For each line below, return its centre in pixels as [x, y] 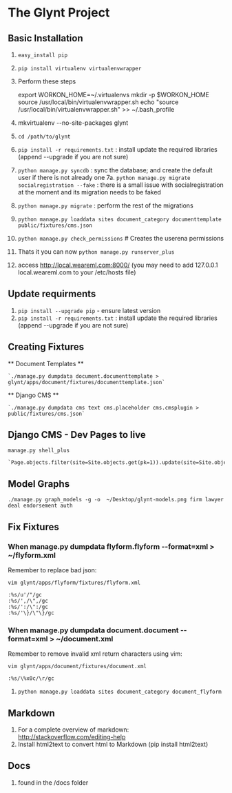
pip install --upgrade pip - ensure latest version [89, 310]
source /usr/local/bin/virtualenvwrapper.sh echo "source [98, 102]
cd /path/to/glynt [44, 137]
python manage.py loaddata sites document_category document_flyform [120, 692]
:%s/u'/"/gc [25, 594]
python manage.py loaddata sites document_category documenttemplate [120, 219]
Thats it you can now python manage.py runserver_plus [96, 252]
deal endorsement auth [40, 506]
